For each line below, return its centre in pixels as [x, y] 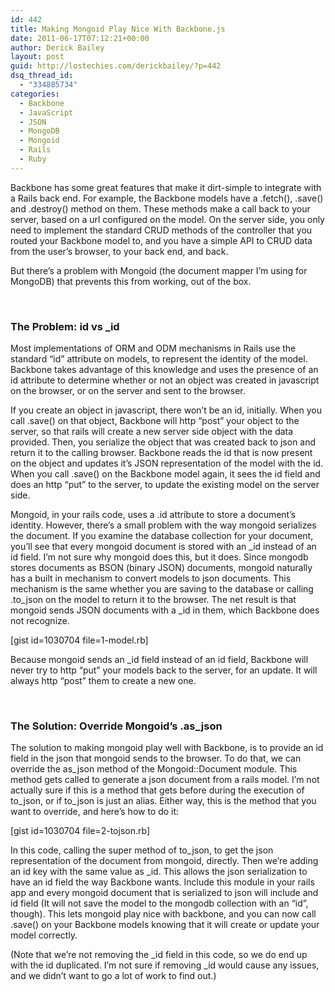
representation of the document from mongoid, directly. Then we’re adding [164, 861]
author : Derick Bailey [57, 47]
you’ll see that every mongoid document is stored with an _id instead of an [163, 547]
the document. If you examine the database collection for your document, [162, 536]
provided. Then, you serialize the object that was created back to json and [163, 442]
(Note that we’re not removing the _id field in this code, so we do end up [159, 955]
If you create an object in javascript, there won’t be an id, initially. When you [166, 410]
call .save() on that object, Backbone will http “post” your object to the [155, 421]
